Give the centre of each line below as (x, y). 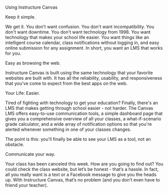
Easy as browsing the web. (33, 63)
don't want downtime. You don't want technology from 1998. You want (78, 32)
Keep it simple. (21, 17)
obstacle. (15, 144)
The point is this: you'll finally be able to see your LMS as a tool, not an (78, 139)
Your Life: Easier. (23, 93)
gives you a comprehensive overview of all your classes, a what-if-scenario (83, 119)
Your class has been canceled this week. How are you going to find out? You (84, 164)
